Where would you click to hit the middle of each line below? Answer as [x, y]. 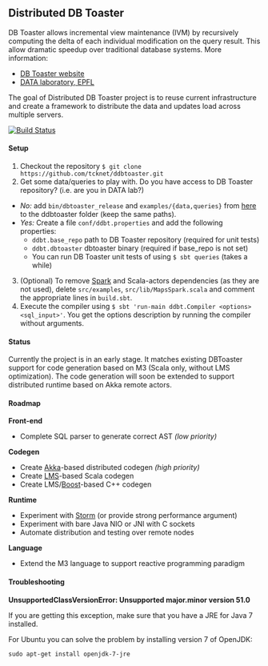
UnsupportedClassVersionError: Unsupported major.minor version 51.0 [129, 600]
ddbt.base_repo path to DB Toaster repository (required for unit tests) [146, 240]
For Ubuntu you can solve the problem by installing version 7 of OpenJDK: [130, 639]
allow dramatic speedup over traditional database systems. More [115, 49]
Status [20, 341]
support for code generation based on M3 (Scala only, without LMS [119, 368]
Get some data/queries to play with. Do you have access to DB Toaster [136, 182]
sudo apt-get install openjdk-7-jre [69, 654]
